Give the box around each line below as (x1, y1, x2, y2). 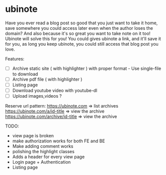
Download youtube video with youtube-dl (12, 88, 98, 94)
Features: (5, 56, 25, 61)
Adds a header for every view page (12, 154, 85, 160)
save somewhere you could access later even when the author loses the (5, 25, 153, 31)
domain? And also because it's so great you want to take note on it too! (5, 30, 151, 36)
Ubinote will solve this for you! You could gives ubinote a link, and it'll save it (5, 36, 162, 42)
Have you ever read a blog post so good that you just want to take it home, (5, 20, 158, 26)
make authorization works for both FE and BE (12, 138, 105, 144)
